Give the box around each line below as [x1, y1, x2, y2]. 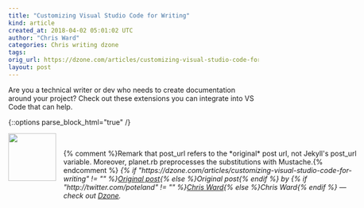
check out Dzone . [63, 191, 122, 200]
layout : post [8, 64, 52, 71]
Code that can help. [8, 102, 73, 111]
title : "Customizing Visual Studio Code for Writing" [8, 11, 191, 20]
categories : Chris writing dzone [8, 41, 119, 49]
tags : [8, 48, 26, 56]
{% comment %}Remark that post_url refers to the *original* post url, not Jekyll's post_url [63, 148, 357, 158]
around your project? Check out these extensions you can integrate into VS [8, 93, 254, 103]
